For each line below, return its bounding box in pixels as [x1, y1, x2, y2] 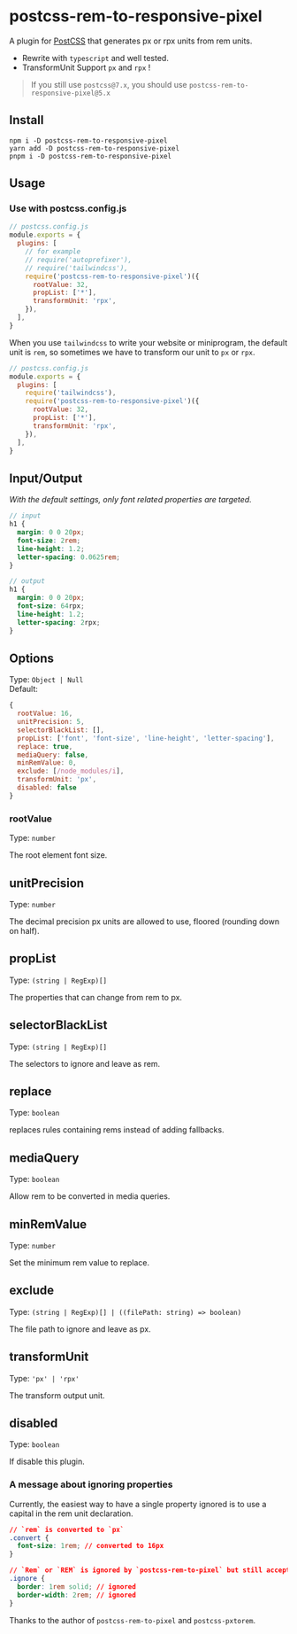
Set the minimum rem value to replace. [9, 1257, 150, 1268]
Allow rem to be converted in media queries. [9, 1191, 171, 1202]
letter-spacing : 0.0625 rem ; [17, 552, 121, 562]
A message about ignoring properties [9, 1478, 173, 1490]
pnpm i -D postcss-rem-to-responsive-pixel [9, 152, 172, 160]
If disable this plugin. [9, 1456, 86, 1467]
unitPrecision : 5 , [17, 718, 86, 727]
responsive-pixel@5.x [30, 89, 110, 97]
